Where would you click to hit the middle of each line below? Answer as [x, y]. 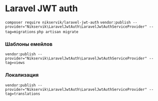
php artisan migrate [58, 32]
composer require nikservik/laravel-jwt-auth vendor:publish [68, 22]
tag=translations [23, 94]
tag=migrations [20, 32]
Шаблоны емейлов [29, 44]
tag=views [15, 63]
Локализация [22, 75]
